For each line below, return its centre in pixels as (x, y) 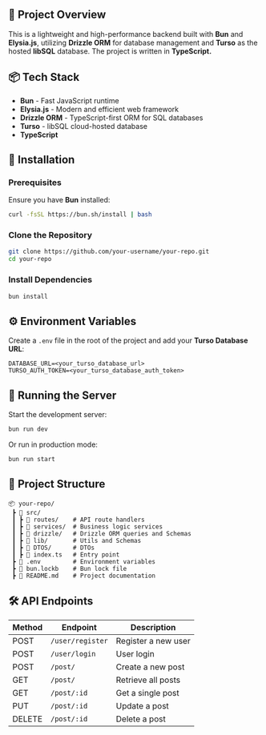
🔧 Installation (42, 160)
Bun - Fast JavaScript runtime (69, 100)
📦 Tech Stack (44, 77)
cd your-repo (30, 259)
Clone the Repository (50, 235)
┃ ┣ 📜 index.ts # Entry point (66, 554)
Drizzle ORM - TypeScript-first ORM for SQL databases (111, 118)
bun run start (32, 459)
